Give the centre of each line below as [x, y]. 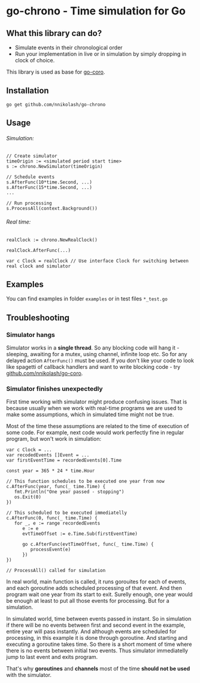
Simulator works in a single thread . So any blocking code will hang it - [93, 348]
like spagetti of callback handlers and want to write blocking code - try [93, 367]
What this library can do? [54, 33]
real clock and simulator [38, 266]
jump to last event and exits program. [52, 657]
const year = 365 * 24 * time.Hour [51, 471]
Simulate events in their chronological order [69, 47]
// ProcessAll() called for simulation [56, 571]
